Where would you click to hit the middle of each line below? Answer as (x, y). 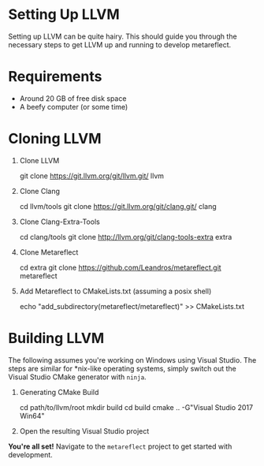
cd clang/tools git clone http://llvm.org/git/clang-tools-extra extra (126, 237)
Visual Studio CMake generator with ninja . (78, 377)
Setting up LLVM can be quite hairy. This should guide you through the (123, 36)
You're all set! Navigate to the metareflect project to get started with (120, 446)
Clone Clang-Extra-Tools (59, 222)
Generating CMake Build (59, 392)
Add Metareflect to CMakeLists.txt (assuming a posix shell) (115, 291)
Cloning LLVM (55, 139)
